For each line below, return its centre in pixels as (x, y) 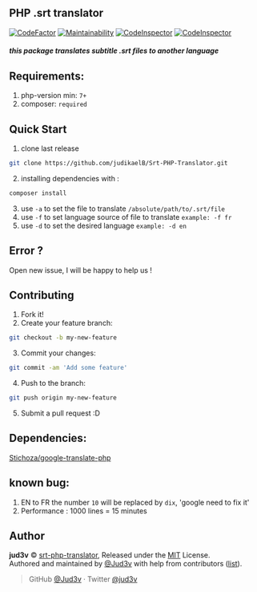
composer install (38, 193)
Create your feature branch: (66, 323)
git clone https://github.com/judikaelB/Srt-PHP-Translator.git (118, 164)
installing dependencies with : (70, 178)
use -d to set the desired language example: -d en (104, 225)
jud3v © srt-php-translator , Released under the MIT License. (110, 555)
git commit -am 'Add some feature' (68, 368)
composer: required (54, 104)
